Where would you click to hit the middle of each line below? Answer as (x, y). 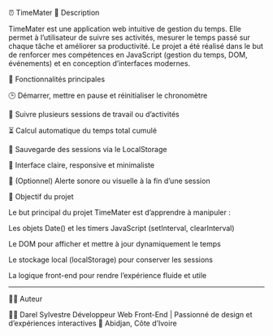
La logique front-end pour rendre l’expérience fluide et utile (108, 275)
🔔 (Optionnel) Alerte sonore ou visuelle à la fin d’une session (109, 181)
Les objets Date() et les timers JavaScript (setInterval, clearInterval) (121, 228)
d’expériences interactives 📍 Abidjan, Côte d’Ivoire (93, 323)
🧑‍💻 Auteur (26, 299)
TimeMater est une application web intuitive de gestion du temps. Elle (125, 29)
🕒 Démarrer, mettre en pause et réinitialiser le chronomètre (108, 95)
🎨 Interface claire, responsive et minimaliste (82, 165)
